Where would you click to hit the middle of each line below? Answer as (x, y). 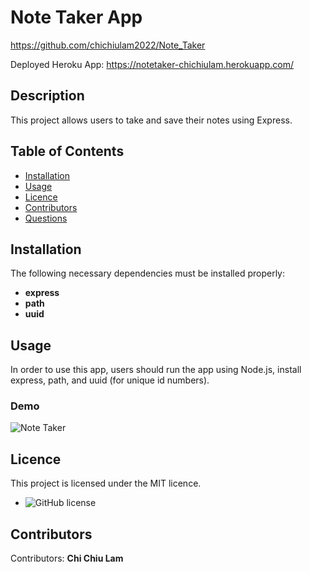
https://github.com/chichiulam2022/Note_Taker (108, 45)
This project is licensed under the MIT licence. (106, 483)
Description (47, 96)
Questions (46, 218)
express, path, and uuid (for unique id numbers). (110, 380)
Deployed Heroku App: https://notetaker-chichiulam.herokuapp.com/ (152, 64)
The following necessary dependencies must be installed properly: (148, 273)
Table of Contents (67, 151)
